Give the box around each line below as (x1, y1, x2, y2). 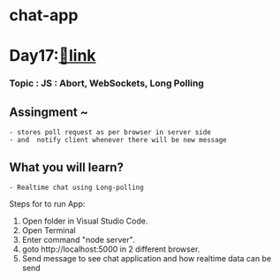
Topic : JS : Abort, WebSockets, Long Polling (9, 77, 205, 89)
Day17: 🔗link (9, 46, 96, 66)
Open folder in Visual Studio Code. (21, 216, 148, 226)
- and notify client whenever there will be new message (9, 136, 227, 145)
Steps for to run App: (9, 198, 86, 208)
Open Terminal (21, 224, 77, 235)
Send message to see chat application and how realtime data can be (21, 253, 272, 263)
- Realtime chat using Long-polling (9, 183, 144, 192)
